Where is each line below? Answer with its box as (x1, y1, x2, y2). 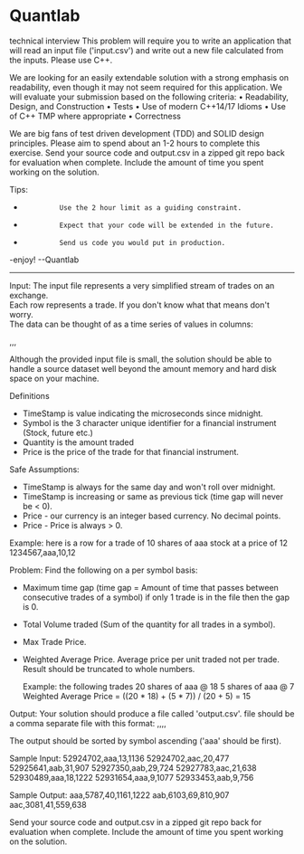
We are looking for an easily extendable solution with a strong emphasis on (9, 71, 290, 82)
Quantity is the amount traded (22, 436, 134, 448)
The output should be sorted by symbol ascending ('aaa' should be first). (9, 735, 282, 746)
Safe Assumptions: (9, 463, 80, 475)
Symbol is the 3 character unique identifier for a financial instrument (22, 417, 277, 428)
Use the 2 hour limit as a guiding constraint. (59, 203, 242, 213)
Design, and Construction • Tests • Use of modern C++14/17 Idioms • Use (9, 100, 287, 111)
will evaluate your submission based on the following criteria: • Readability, (9, 91, 290, 102)
